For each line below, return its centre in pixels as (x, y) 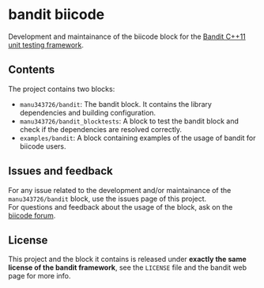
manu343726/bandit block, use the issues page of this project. (107, 199)
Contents (32, 70)
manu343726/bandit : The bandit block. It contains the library (115, 104)
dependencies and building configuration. (88, 112)
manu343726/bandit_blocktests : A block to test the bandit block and (129, 121)
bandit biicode (57, 15)
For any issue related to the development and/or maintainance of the (120, 190)
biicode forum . (32, 215)
